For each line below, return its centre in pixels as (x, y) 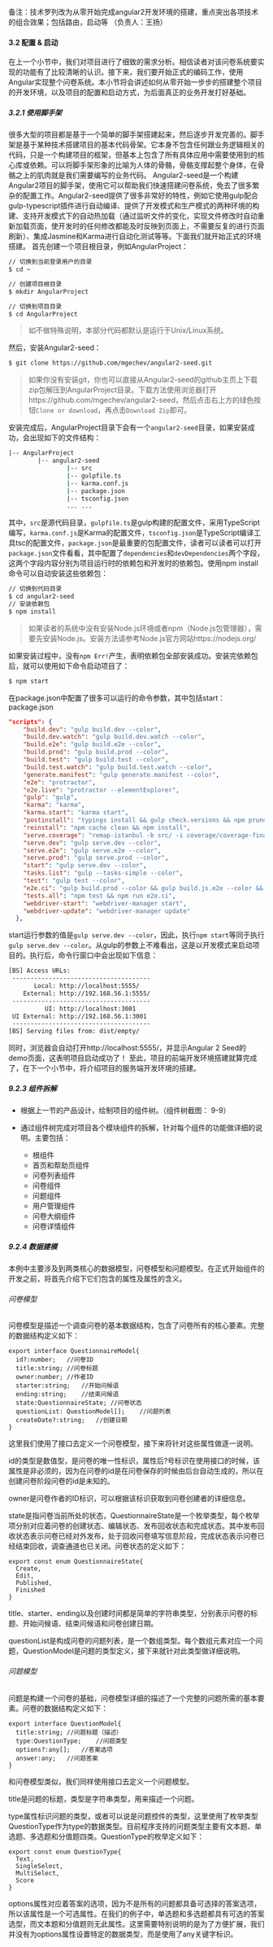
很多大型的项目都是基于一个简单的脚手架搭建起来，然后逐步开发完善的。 (129, 135)
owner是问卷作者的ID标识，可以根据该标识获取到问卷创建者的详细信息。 (129, 1499)
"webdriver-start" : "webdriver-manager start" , (105, 903)
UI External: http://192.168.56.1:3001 (80, 1016)
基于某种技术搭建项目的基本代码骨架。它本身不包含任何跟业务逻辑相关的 (143, 145)
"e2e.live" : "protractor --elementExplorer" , (102, 790)
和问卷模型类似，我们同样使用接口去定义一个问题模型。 (101, 1781)
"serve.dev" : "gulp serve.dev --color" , (92, 843)
